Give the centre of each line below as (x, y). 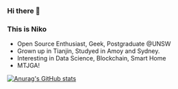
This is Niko (27, 29)
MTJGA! (28, 66)
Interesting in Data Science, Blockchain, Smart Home (91, 58)
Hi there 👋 (24, 11)
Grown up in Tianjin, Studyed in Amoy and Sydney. (88, 51)
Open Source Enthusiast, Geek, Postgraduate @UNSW (94, 44)
